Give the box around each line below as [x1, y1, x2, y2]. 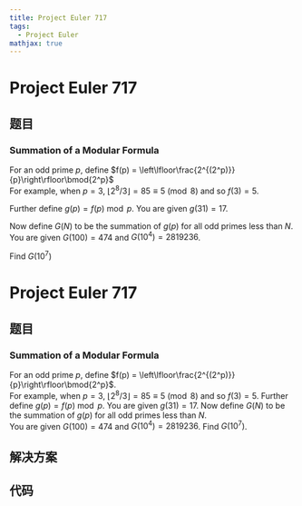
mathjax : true [9, 38, 63, 48]
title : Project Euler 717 [9, 13, 107, 23]
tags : [9, 22, 30, 31]
